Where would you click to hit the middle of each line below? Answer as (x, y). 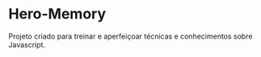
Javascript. (27, 44)
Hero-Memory (57, 14)
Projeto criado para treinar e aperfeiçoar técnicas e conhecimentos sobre (130, 36)
